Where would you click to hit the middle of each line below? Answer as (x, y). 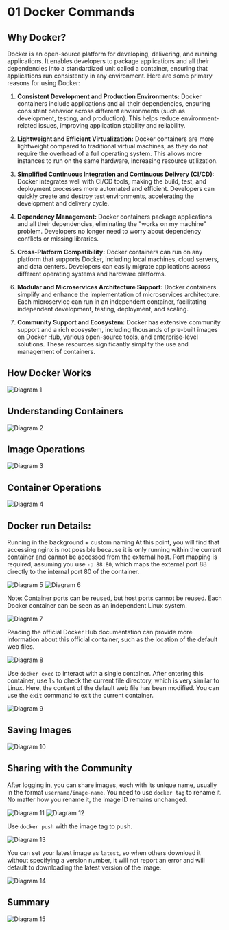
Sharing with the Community (70, 768)
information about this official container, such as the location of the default (112, 639)
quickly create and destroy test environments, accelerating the (105, 196)
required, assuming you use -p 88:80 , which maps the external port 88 (107, 564)
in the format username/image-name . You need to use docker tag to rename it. (114, 792)
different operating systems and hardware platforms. (92, 274)
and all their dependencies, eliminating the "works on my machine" (112, 224)
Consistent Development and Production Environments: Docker (109, 96)
